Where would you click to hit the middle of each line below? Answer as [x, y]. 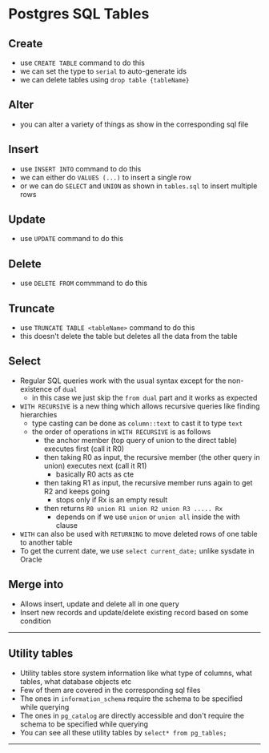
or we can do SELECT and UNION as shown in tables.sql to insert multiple [139, 186]
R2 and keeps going [77, 491]
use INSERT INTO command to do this [80, 168]
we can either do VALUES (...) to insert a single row [106, 177]
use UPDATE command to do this [72, 239]
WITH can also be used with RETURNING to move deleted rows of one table [139, 534]
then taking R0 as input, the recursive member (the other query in [152, 457]
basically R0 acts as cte [95, 474]
